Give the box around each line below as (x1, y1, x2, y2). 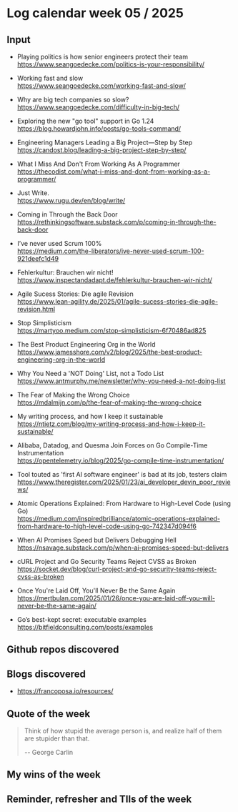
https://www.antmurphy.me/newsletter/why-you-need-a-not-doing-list (16, 377, 226, 385)
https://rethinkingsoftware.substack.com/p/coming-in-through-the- (16, 218, 217, 226)
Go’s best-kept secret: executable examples (16, 615, 147, 623)
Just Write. (16, 189, 49, 197)
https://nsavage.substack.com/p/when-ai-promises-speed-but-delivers (16, 543, 229, 552)
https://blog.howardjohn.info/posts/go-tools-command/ (16, 124, 182, 133)
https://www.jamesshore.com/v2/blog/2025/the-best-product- (16, 348, 203, 356)
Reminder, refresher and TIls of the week (6, 793, 192, 805)
